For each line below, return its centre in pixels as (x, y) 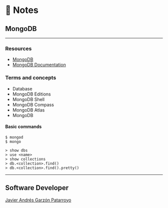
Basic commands (23, 126)
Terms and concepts (31, 78)
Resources (18, 48)
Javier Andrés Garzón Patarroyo (38, 200)
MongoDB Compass (33, 104)
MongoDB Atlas (28, 110)
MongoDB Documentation (39, 65)
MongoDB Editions (31, 94)
